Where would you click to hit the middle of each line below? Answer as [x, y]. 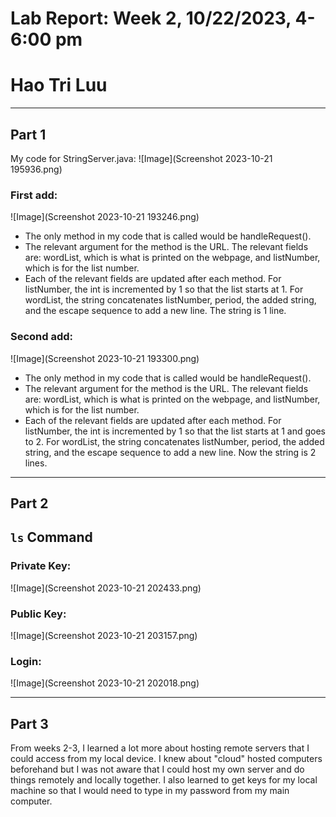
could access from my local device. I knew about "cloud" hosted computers [166, 759]
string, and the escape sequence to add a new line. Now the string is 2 [170, 452]
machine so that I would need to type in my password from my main [150, 791]
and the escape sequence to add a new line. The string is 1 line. [155, 311]
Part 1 [28, 134]
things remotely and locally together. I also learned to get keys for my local [164, 780]
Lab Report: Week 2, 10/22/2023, [151, 18]
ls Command [51, 537]
